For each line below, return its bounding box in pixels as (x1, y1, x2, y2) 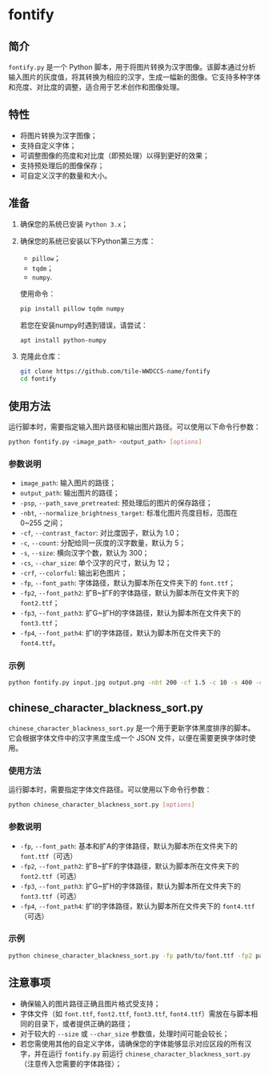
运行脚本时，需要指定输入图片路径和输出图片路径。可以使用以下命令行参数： (8, 422, 261, 432)
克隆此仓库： (19, 351, 62, 361)
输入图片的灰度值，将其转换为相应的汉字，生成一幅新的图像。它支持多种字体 (8, 72, 261, 82)
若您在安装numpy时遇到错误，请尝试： (19, 320, 148, 330)
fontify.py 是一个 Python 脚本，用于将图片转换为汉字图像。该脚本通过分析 (8, 62, 256, 71)
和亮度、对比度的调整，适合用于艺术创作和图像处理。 (8, 82, 184, 91)
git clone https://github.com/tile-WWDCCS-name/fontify (19, 367, 211, 375)
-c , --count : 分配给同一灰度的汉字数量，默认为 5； (19, 538, 187, 548)
